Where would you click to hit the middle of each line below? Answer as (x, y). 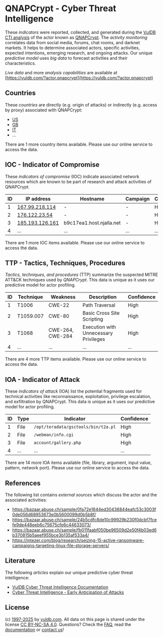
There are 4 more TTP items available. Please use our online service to (76, 359)
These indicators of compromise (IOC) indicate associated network (72, 176)
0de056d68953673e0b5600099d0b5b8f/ (54, 515)
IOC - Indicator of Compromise (52, 165)
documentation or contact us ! (35, 629)
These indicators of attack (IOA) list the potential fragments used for (73, 391)
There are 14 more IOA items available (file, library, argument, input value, (78, 463)
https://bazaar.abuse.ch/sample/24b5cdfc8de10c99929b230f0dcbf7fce (84, 520)
